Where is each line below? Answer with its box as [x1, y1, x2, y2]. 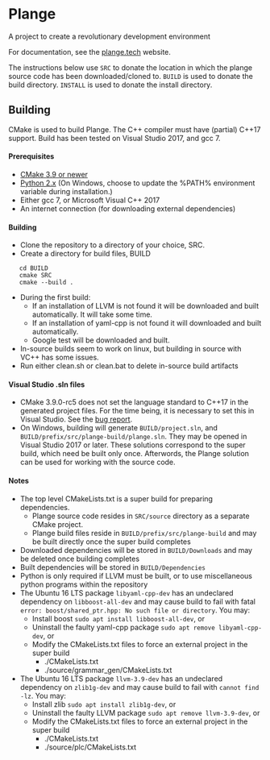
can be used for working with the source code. [19, 457, 176, 467]
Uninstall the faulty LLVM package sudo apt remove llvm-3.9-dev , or [31, 708, 260, 717]
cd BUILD [19, 264, 48, 272]
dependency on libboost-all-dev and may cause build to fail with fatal [19, 596, 256, 606]
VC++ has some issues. [19, 352, 99, 363]
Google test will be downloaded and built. [31, 335, 171, 345]
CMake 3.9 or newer [19, 169, 89, 179]
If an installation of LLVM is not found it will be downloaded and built [31, 301, 260, 311]
